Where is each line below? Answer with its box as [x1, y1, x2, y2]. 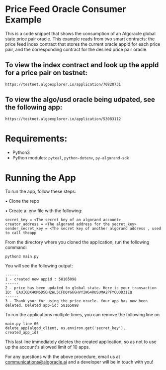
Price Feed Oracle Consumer [5, 3, 126, 15]
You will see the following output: [5, 263, 73, 269]
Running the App [5, 172, 76, 183]
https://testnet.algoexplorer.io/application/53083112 [5, 116, 121, 122]
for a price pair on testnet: [5, 69, 88, 77]
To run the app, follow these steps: [5, 188, 76, 195]
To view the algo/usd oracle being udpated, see [5, 96, 156, 104]
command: [5, 245, 27, 250]
